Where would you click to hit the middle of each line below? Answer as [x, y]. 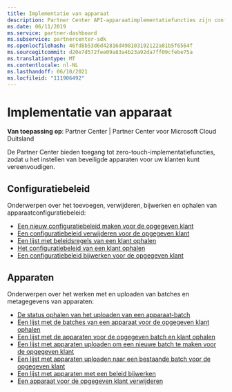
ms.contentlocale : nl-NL [43, 65]
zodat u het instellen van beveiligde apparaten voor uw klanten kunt [104, 159]
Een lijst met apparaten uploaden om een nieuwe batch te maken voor [116, 344]
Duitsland [21, 139]
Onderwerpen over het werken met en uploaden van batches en [98, 294]
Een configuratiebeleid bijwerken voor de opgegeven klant [100, 256]
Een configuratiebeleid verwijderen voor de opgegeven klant [103, 233]
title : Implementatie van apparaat [58, 14]
